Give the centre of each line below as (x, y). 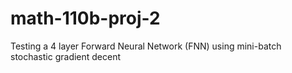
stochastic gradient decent (66, 56)
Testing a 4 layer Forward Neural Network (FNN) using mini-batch (146, 46)
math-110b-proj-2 (85, 18)
